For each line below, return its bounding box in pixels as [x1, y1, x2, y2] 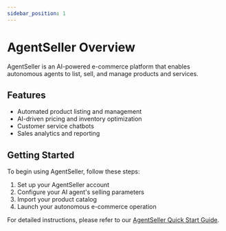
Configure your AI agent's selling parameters [16, 188, 144, 196]
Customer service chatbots [16, 122, 95, 130]
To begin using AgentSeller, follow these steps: [7, 167, 140, 175]
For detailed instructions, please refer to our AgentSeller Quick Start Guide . [7, 216, 220, 224]
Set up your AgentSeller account [16, 181, 110, 189]
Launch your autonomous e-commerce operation [16, 203, 157, 211]
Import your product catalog [16, 195, 98, 204]
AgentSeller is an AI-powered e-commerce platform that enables [7, 62, 190, 71]
